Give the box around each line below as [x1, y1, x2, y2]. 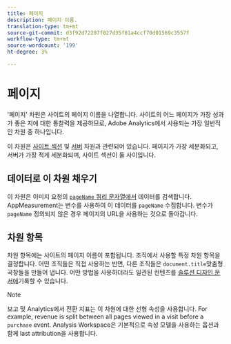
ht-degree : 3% [7, 49, 48, 56]
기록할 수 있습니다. [18, 277, 68, 286]
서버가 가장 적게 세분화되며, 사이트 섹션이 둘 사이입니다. [7, 151, 157, 159]
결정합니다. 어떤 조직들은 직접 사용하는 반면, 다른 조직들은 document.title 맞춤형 [7, 259, 223, 268]
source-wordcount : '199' [7, 42, 79, 49]
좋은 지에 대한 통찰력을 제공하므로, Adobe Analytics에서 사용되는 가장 [14, 118, 203, 127]
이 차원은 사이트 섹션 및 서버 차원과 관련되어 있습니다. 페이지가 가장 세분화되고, [7, 142, 219, 150]
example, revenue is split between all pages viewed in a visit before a [7, 312, 204, 321]
